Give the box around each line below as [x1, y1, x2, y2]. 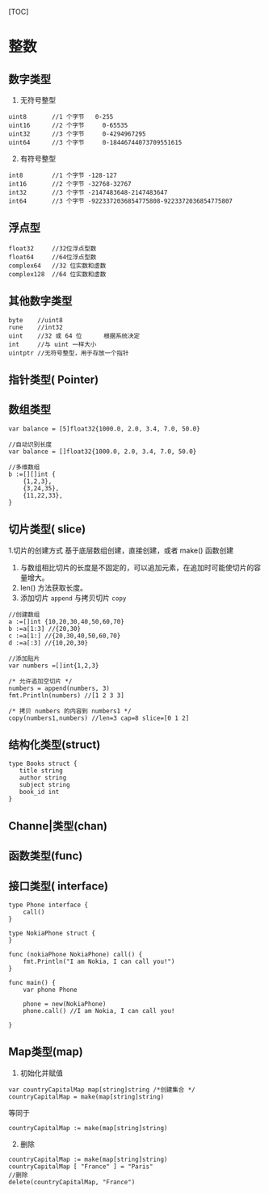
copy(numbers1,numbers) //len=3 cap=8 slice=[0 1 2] [8, 714, 190, 722]
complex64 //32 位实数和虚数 [8, 262, 107, 270]
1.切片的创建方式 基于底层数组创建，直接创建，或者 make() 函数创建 [8, 545, 234, 555]
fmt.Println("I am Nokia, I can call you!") [23, 957, 175, 966]
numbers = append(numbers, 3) [8, 684, 111, 692]
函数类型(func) [8, 849, 83, 863]
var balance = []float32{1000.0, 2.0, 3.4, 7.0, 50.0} [8, 448, 197, 456]
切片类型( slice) [8, 523, 86, 536]
